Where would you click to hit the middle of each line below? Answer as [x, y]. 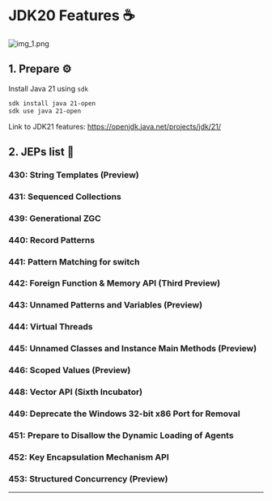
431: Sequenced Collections [65, 197]
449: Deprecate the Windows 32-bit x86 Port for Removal [124, 414]
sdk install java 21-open [52, 103]
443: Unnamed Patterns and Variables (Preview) [106, 305]
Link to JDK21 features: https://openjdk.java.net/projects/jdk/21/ [115, 126]
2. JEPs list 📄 [41, 152]
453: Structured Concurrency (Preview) [88, 478]
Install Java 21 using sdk [49, 88]
